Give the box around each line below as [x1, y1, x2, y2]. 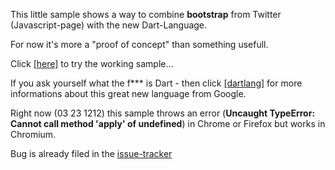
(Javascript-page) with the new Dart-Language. [10, 19, 208, 31]
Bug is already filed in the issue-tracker [10, 148, 173, 159]
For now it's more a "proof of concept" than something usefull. [10, 39, 269, 50]
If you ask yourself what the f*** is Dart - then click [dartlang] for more [10, 77, 303, 89]
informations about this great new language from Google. [10, 88, 247, 99]
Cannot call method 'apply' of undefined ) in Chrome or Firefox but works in [10, 118, 326, 129]
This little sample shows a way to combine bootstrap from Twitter [10, 9, 282, 20]
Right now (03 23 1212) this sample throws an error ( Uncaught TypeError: [10, 107, 316, 119]
